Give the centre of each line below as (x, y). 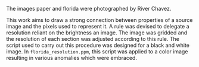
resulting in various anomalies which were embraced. (71, 58)
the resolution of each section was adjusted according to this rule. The (93, 39)
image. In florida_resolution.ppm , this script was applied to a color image (97, 52)
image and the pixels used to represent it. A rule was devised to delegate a (98, 26)
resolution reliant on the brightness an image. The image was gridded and (97, 33)
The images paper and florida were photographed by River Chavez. (89, 9)
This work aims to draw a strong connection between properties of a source (99, 20)
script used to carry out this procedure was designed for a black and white (98, 45)
